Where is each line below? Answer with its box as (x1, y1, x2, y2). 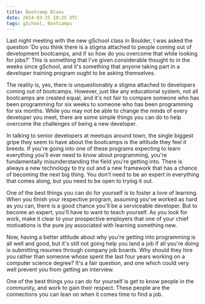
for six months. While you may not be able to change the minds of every (6, 107, 188, 115)
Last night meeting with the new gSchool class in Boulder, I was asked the (6, 37, 193, 45)
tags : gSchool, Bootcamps (6, 20, 72, 26)
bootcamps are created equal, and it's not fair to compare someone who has (6, 94, 199, 101)
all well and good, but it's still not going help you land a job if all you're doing (6, 240, 199, 247)
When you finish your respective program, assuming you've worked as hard (6, 196, 198, 203)
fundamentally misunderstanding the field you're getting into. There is (6, 158, 182, 165)
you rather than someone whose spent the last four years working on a (6, 253, 185, 260)
